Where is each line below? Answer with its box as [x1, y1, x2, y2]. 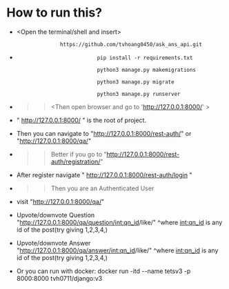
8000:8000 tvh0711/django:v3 [16, 274, 103, 282]
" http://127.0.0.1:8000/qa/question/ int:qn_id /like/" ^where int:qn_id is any [16, 218, 223, 226]
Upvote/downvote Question [16, 210, 95, 219]
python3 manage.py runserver [97, 90, 181, 97]
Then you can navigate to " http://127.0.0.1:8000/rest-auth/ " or [16, 129, 192, 137]
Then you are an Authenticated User [50, 184, 155, 192]
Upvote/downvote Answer [16, 239, 91, 247]
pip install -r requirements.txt [97, 54, 193, 61]
